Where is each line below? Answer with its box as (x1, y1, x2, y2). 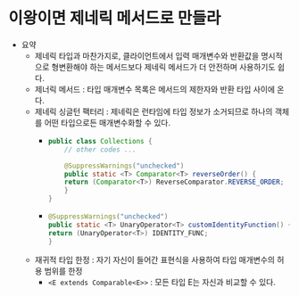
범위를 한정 (44, 265, 83, 276)
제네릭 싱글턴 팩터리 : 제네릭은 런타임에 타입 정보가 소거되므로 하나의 (34, 106, 273, 117)
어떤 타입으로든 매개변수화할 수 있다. (44, 117, 171, 127)
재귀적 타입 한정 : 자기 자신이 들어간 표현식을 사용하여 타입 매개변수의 (34, 254, 276, 265)
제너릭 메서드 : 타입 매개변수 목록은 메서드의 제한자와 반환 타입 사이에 (34, 84, 276, 95)
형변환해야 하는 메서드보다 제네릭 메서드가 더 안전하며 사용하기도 (51, 62, 276, 72)
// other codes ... (64, 144, 137, 154)
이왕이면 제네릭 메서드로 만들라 (8, 8, 221, 29)
